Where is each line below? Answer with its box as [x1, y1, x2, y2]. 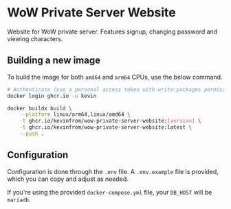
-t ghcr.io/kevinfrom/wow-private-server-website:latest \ [19, 124, 192, 131]
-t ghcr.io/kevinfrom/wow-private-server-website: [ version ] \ [19, 118, 201, 125]
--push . [19, 130, 45, 137]
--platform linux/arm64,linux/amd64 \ [19, 111, 131, 118]
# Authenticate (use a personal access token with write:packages [7, 86, 201, 93]
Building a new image [7, 55, 101, 66]
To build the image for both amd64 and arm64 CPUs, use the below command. [7, 73, 223, 81]
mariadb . [7, 195, 31, 204]
